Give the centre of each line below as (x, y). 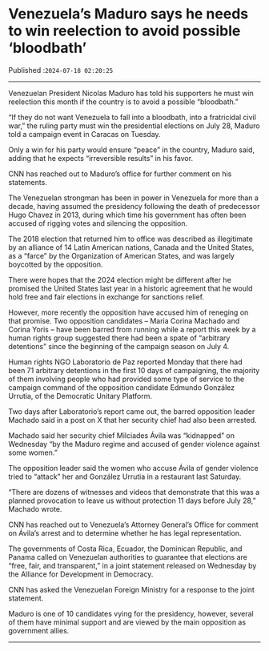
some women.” (33, 452)
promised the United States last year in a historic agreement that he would (130, 288)
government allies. (39, 630)
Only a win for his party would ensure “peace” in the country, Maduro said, (131, 150)
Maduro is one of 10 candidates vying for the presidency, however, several (131, 613)
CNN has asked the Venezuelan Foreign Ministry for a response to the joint (131, 589)
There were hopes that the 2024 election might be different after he (120, 279)
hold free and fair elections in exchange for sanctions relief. (106, 296)
